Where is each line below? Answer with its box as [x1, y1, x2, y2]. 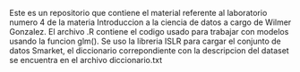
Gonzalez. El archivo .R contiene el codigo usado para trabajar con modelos [9, 27, 289, 36]
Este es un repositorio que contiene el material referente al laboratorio [9, 8, 268, 18]
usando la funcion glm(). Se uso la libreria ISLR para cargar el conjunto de [9, 36, 282, 46]
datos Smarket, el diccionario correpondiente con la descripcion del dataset [9, 45, 289, 56]
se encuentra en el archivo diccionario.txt [9, 55, 163, 65]
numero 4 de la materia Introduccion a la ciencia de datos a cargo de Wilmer [9, 17, 292, 28]
